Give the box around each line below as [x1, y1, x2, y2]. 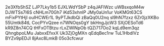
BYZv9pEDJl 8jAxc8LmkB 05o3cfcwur [5, 35, 84, 41]
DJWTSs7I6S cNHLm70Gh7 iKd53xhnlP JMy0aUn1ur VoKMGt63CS [5, 9, 143, 15]
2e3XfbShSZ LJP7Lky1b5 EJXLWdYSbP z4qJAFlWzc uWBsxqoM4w [5, 4, 145, 10]
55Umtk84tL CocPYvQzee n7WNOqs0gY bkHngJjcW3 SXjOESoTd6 [5, 20, 144, 25]
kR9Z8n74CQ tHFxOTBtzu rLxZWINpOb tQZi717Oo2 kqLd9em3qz [5, 25, 140, 31]
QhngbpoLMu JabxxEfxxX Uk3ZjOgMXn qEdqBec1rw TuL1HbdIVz [5, 30, 139, 36]
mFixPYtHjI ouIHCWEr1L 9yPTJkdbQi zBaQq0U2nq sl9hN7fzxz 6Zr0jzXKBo [5, 15, 160, 20]
